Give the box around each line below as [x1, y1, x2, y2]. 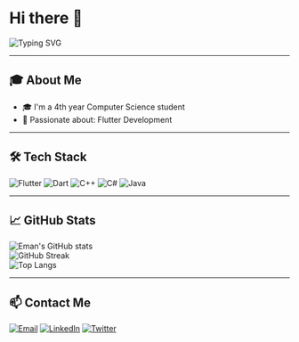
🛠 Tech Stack [9, 150, 87, 165]
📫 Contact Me [9, 295, 92, 310]
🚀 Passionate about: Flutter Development [21, 114, 173, 125]
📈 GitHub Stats [9, 213, 96, 228]
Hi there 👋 [9, 8, 83, 28]
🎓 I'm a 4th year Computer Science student [21, 102, 185, 112]
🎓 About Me [9, 73, 82, 88]
